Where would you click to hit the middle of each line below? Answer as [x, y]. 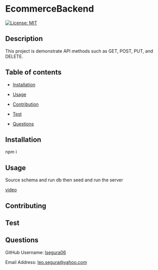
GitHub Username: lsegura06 [36, 252]
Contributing [26, 206]
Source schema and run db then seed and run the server [64, 180]
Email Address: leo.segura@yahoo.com [46, 262]
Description [24, 39]
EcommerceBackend [50, 9]
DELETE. [14, 56]
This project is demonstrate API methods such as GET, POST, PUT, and [79, 51]
